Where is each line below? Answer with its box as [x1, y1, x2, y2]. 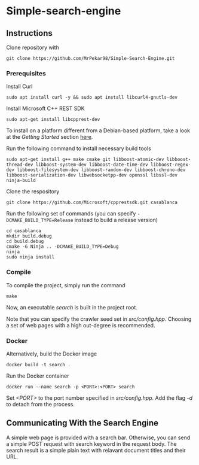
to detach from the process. [6, 400, 75, 408]
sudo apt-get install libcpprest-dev [6, 117, 100, 123]
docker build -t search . [6, 361, 71, 367]
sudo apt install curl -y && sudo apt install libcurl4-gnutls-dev [6, 95, 178, 101]
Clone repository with [6, 44, 60, 51]
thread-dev [6, 162, 33, 168]
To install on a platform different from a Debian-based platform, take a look [6, 127, 191, 134]
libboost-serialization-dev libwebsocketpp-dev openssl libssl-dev [6, 172, 178, 178]
